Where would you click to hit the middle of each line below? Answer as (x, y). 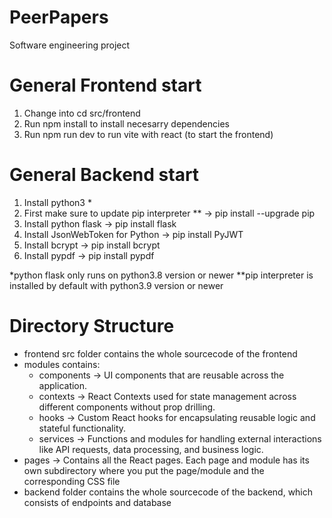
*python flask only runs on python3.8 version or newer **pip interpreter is (161, 275)
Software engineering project (70, 45)
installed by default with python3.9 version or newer (116, 285)
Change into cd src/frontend (82, 113)
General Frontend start (105, 85)
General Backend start (104, 175)
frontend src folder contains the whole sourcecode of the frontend (160, 353)
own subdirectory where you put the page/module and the (144, 470)
